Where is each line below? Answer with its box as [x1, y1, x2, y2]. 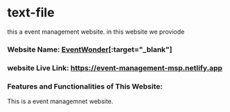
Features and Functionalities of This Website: [7, 81, 163, 91]
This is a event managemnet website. [7, 98, 114, 106]
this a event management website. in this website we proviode [7, 27, 185, 36]
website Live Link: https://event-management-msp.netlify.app [7, 63, 223, 73]
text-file [7, 5, 55, 21]
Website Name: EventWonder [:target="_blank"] [7, 45, 172, 54]
